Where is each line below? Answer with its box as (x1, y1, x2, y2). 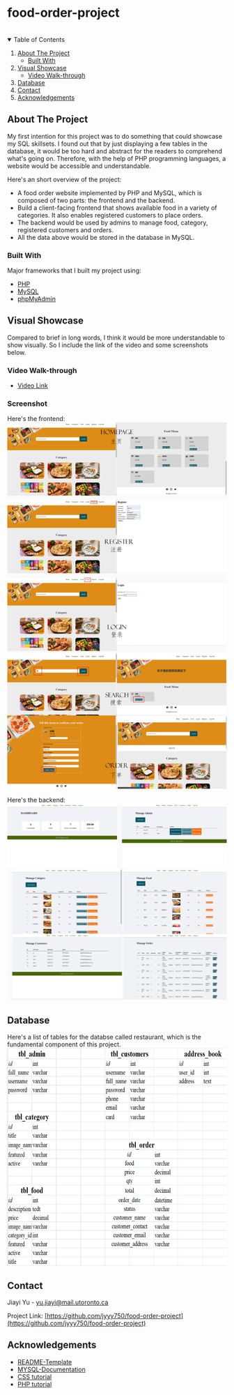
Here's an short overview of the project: (7, 175, 122, 183)
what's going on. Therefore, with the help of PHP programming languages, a (7, 154, 226, 162)
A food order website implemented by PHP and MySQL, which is (17, 188, 202, 197)
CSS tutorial (17, 1372, 52, 1381)
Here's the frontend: (7, 415, 65, 423)
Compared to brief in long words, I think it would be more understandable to (7, 333, 225, 342)
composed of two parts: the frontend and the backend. (17, 196, 175, 204)
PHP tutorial (17, 1380, 52, 1388)
